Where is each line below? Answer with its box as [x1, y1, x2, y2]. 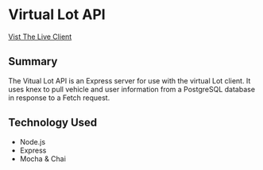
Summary [8, 55, 58, 68]
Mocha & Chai [19, 153, 66, 164]
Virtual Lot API [8, 6, 106, 24]
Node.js [19, 137, 46, 146]
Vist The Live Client [8, 32, 72, 41]
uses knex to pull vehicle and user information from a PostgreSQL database [8, 84, 256, 94]
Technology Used [8, 116, 98, 129]
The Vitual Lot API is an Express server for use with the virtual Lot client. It [8, 75, 251, 85]
